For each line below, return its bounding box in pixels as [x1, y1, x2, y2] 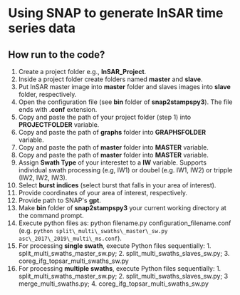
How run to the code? [8, 48, 105, 61]
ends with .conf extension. [18, 105, 98, 113]
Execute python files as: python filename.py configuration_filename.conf [18, 219, 231, 227]
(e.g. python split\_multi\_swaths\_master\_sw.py [18, 227, 168, 234]
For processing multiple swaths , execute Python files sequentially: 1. [18, 264, 221, 272]
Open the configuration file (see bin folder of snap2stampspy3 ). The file [18, 98, 233, 106]
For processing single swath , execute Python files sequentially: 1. [18, 242, 212, 250]
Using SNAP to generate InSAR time [8, 5, 224, 21]
